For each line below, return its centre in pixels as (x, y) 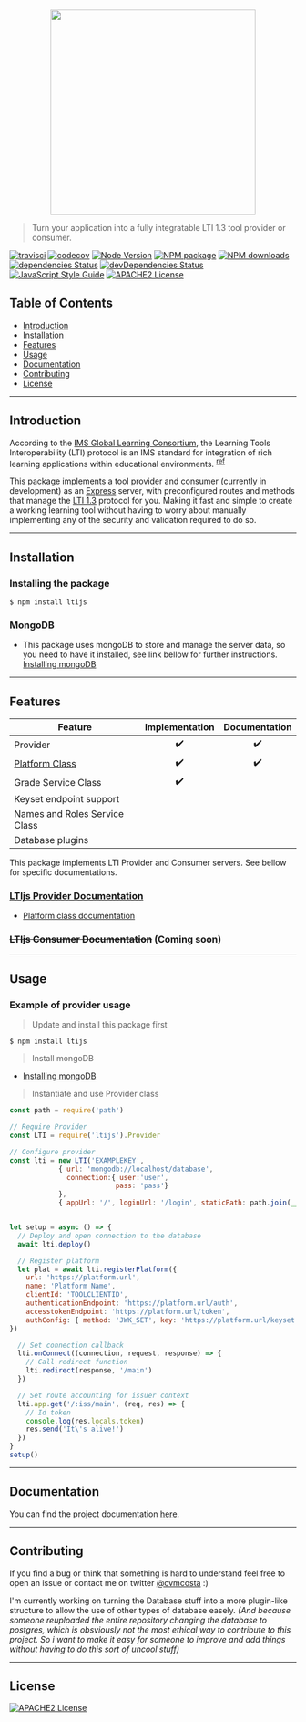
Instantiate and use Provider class (95, 1094)
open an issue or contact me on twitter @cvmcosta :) (109, 1582)
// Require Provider (49, 1127)
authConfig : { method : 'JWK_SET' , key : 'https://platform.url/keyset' (163, 1320)
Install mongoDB (62, 1059)
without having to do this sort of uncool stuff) (95, 1649)
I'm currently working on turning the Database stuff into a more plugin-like (149, 1601)
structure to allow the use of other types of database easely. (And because (150, 1610)
